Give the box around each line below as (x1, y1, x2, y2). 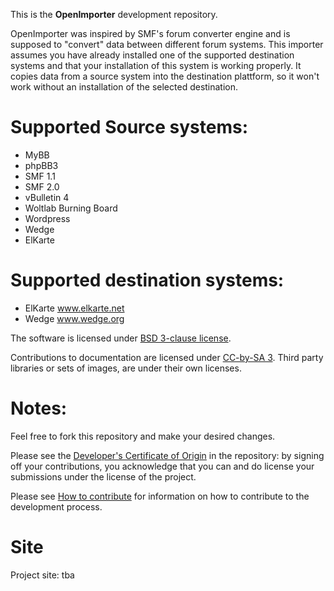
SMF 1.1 (24, 170, 56, 182)
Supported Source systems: (10, 116, 249, 139)
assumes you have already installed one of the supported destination (10, 49, 295, 61)
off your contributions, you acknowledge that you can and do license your (10, 460, 315, 472)
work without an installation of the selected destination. (10, 81, 239, 93)
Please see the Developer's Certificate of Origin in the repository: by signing (10, 449, 325, 461)
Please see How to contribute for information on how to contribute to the (10, 490, 310, 502)
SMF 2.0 (24, 180, 60, 193)
